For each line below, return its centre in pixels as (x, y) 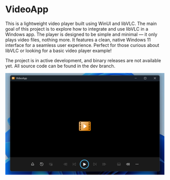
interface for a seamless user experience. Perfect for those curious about (82, 45)
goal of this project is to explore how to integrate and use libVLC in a (77, 29)
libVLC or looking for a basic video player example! (59, 50)
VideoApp (27, 9)
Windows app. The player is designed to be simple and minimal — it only (81, 34)
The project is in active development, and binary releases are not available (83, 60)
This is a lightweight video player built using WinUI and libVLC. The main (81, 23)
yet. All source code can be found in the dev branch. (60, 66)
